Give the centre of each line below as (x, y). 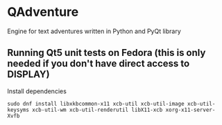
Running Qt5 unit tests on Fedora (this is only (106, 53)
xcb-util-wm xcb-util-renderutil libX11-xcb (97, 110)
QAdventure (43, 12)
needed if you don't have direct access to (99, 64)
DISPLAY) (28, 74)
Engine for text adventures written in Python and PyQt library (94, 31)
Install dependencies (37, 91)
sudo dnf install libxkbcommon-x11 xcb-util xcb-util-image (96, 104)
